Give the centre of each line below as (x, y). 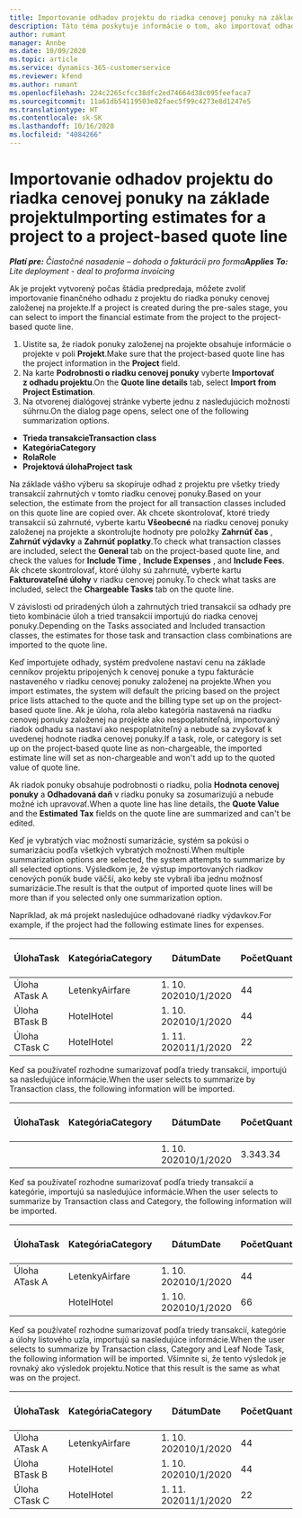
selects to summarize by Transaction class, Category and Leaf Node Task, (147, 1349)
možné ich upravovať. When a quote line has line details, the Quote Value (145, 804)
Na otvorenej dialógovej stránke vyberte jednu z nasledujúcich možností (156, 401)
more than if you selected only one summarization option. (116, 897)
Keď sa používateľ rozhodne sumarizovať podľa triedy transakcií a (132, 1182)
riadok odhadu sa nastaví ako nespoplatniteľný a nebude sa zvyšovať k (141, 728)
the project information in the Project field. (101, 363)
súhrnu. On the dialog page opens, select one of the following (135, 411)
